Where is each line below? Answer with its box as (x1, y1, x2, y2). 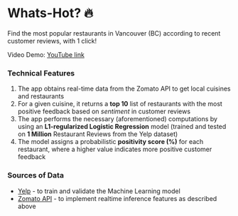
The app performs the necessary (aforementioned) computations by (17, 115, 218, 123)
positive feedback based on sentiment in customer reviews (17, 107, 190, 115)
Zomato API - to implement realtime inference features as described (17, 194, 217, 202)
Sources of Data (7, 170, 64, 180)
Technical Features (7, 68, 75, 78)
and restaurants (17, 92, 65, 101)
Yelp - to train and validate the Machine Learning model (17, 187, 181, 195)
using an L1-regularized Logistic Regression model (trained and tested (17, 123, 227, 131)
